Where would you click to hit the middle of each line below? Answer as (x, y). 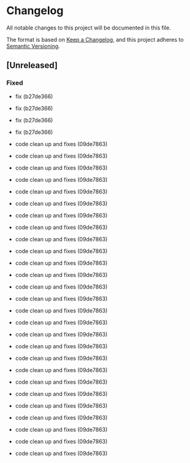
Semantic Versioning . (33, 46)
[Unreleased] (32, 65)
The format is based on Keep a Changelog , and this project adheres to (95, 39)
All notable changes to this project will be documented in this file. (89, 28)
